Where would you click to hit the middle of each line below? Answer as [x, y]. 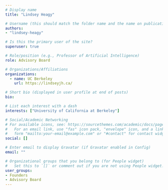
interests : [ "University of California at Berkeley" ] [62, 111]
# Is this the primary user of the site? [49, 42]
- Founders [16, 175]
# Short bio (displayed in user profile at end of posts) [67, 92]
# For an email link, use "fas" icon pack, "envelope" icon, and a [79, 129]
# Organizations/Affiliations [37, 69]
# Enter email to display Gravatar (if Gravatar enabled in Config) [78, 148]
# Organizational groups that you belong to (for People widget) [74, 161]
